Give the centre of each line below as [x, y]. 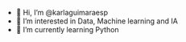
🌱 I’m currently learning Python [67, 29]
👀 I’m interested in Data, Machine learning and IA [97, 21]
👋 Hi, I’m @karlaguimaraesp [62, 13]
